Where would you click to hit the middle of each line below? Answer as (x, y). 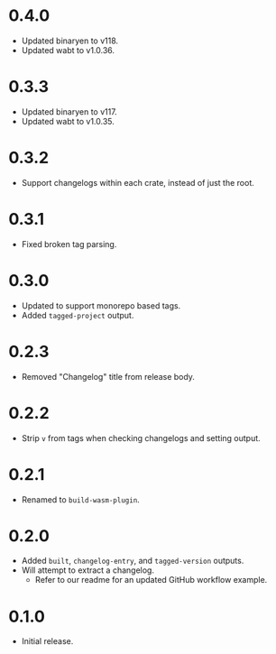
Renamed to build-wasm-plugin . (81, 499)
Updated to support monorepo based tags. (101, 305)
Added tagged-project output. (78, 315)
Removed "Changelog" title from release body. (108, 376)
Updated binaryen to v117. (69, 111)
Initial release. (47, 641)
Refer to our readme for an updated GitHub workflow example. (151, 580)
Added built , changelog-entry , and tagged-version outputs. (133, 561)
